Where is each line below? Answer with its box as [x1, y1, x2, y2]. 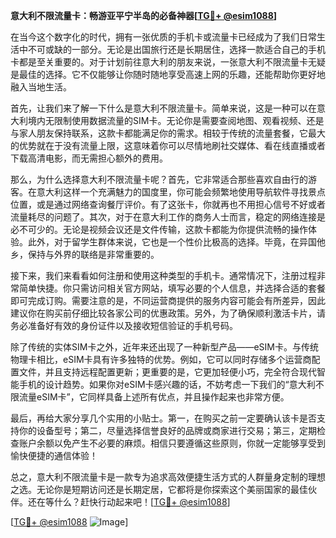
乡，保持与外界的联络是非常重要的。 [10, 249, 160, 260]
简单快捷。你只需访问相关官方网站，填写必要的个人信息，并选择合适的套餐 [18, 282, 326, 294]
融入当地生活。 [10, 81, 72, 93]
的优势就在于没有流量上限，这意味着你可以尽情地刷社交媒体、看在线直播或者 [10, 140, 326, 151]
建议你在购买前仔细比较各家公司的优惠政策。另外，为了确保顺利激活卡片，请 [10, 307, 326, 319]
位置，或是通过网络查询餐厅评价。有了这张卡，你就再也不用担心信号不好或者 [10, 199, 326, 210]
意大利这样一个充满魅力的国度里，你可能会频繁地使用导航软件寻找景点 [36, 186, 326, 198]
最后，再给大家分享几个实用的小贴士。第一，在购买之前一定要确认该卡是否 [10, 412, 317, 424]
